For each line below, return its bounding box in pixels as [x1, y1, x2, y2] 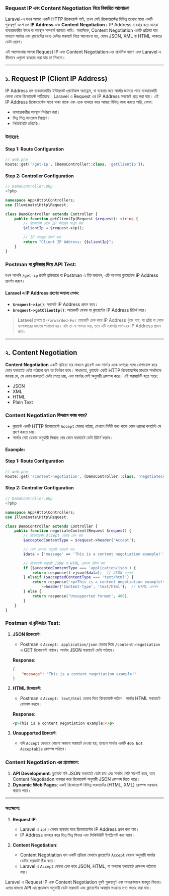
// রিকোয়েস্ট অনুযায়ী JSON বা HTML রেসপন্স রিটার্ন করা [23, 561, 105, 566]
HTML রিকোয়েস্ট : [12, 685, 42, 691]
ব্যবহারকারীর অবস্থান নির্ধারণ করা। [12, 109, 60, 115]
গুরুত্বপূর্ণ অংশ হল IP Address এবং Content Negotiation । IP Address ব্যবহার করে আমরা [5, 22, 158, 28]
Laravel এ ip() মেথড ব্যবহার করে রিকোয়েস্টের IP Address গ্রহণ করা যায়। [20, 826, 139, 832]
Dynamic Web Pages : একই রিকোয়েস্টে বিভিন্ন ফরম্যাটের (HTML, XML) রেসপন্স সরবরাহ [12, 781, 157, 787]
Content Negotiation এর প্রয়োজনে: [5, 759, 79, 766]
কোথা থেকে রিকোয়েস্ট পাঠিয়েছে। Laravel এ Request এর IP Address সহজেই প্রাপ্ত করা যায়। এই [5, 93, 159, 99]
